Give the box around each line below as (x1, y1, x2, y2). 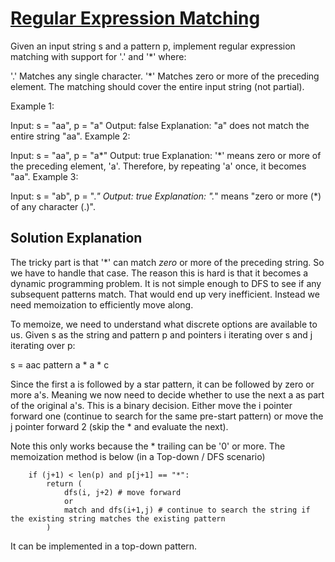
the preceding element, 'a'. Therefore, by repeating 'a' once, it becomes (10, 160, 307, 172)
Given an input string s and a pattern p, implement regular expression (10, 40, 296, 52)
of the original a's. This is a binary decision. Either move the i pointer (10, 399, 293, 411)
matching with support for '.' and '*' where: (10, 50, 187, 62)
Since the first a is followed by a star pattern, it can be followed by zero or (10, 378, 315, 390)
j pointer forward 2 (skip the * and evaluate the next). (10, 420, 229, 432)
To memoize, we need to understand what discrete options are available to (10, 318, 318, 330)
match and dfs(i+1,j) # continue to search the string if (63, 505, 311, 515)
